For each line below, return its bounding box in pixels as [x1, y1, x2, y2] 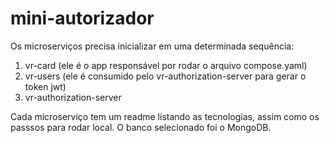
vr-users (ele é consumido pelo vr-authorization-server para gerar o [24, 70, 307, 82]
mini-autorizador [10, 7, 155, 30]
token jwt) [24, 80, 67, 92]
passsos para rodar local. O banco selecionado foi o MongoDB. [10, 121, 272, 133]
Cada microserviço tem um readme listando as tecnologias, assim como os [10, 110, 320, 122]
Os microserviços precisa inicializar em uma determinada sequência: [10, 40, 295, 52]
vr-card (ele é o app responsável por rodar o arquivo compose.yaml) [24, 59, 308, 71]
